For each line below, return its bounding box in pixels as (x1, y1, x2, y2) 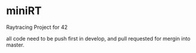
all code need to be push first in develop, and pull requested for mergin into (6, 35, 191, 42)
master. (6, 41, 25, 48)
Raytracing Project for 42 (6, 24, 68, 31)
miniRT (6, 4, 42, 18)
